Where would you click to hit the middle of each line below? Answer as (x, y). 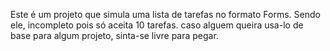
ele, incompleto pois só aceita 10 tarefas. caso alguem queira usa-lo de (157, 25)
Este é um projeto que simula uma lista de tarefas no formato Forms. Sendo (165, 14)
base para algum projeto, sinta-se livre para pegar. (114, 35)
